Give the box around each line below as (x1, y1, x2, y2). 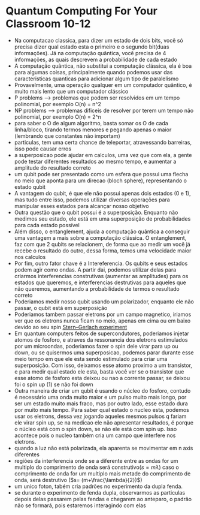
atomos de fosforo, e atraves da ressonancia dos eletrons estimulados (14, 336, 188, 343)
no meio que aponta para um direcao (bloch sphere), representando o (14, 177, 187, 184)
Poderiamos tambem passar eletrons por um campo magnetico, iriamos (14, 311, 192, 318)
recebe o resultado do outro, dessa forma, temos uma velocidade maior (14, 247, 192, 254)
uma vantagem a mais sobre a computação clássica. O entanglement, (14, 234, 187, 241)
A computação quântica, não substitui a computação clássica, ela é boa (14, 62, 192, 70)
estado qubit (14, 183, 46, 190)
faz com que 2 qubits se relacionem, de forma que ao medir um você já (14, 240, 191, 248)
